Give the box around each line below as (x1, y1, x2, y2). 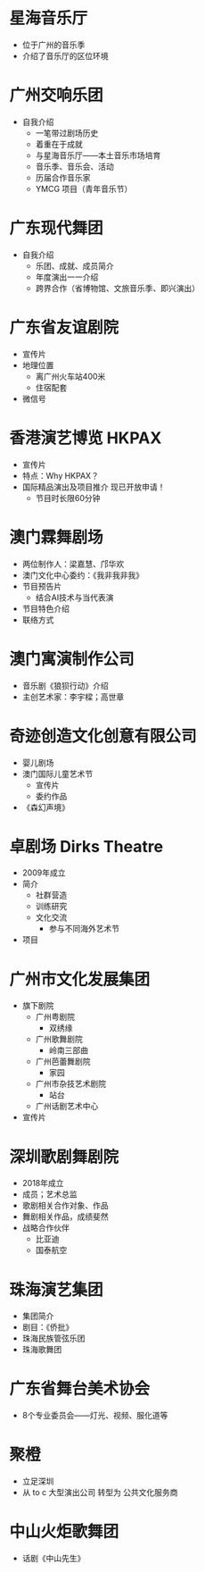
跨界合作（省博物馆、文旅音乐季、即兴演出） (35, 282, 201, 293)
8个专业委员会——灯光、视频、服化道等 (21, 1410, 168, 1421)
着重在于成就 (35, 138, 83, 149)
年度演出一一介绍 (35, 272, 99, 282)
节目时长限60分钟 (35, 492, 101, 503)
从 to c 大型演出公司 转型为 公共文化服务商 (21, 1487, 178, 1498)
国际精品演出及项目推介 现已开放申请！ (21, 481, 166, 492)
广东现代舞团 (9, 218, 104, 238)
